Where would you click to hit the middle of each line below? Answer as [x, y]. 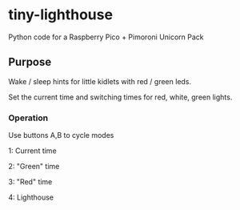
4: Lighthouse [31, 197]
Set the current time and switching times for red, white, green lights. [120, 97]
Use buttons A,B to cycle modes [61, 135]
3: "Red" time [30, 182]
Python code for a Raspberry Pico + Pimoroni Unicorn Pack [106, 37]
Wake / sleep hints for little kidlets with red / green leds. [100, 81]
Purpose [30, 62]
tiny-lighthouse [61, 15]
